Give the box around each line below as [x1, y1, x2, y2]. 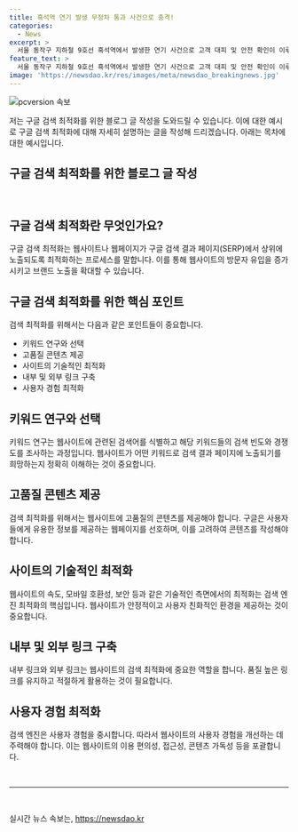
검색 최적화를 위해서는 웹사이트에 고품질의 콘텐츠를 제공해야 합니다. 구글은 [9, 512, 265, 523]
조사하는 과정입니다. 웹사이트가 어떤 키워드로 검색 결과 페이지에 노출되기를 [25, 448, 282, 458]
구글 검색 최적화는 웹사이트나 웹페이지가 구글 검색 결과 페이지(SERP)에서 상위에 [9, 244, 284, 254]
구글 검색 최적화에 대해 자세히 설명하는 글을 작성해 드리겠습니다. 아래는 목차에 [18, 126, 286, 137]
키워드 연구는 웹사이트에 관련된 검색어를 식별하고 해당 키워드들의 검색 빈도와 [9, 436, 272, 447]
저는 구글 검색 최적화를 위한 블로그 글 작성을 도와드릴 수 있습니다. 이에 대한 [9, 115, 267, 125]
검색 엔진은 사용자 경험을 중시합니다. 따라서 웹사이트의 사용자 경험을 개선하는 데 [9, 730, 284, 740]
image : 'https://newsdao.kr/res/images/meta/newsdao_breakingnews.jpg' [9, 71, 279, 80]
